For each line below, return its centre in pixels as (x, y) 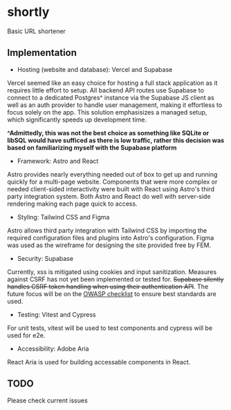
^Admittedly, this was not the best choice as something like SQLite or (108, 133)
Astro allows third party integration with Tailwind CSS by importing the (107, 230)
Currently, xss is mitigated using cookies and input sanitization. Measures (112, 272)
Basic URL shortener (36, 31)
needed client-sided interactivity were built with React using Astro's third (111, 189)
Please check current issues (47, 400)
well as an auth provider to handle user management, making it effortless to (115, 105)
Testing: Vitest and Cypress (56, 314)
